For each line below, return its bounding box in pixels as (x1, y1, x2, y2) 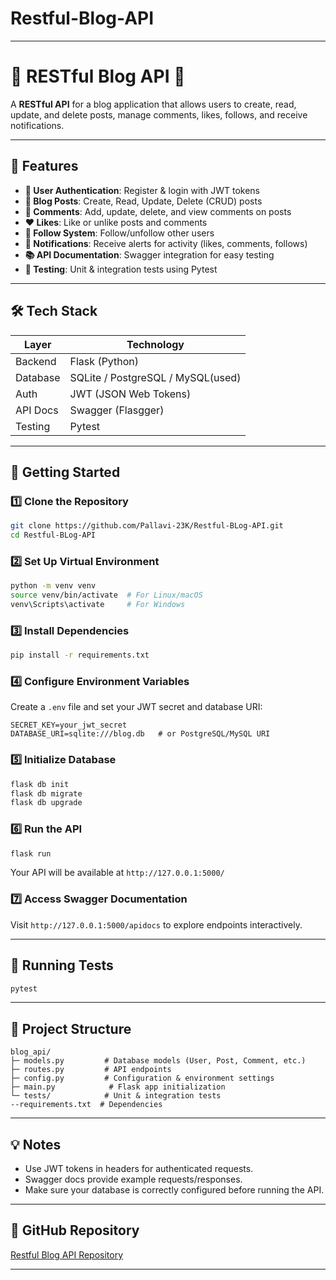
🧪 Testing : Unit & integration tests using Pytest (24, 263, 218, 275)
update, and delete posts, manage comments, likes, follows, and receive (10, 108, 308, 121)
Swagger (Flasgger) (69, 403, 165, 417)
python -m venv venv (10, 581, 97, 591)
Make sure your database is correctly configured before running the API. (24, 1184, 325, 1196)
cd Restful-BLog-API (10, 530, 97, 541)
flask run (10, 848, 52, 859)
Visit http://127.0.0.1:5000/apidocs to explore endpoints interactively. (10, 918, 303, 931)
